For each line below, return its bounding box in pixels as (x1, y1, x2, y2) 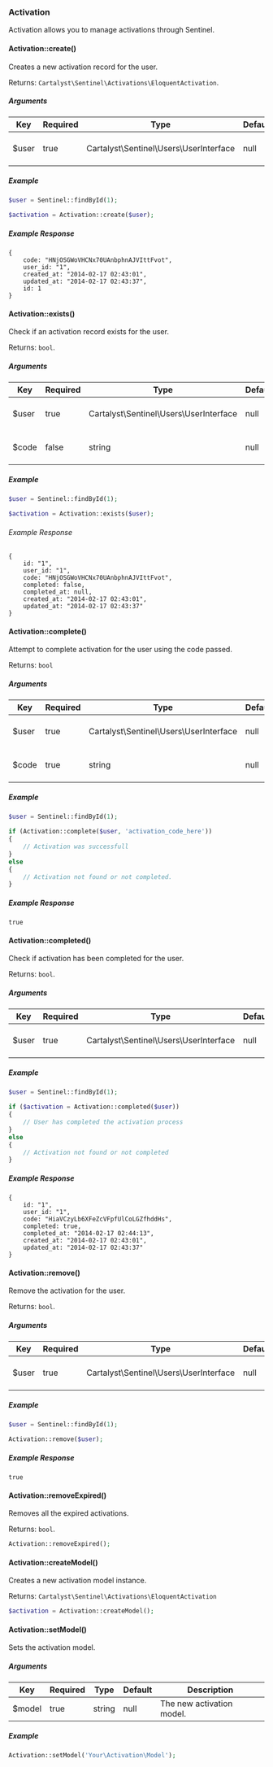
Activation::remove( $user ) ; (8, 1435, 104, 1443)
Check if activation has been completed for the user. (8, 954, 184, 964)
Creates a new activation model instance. (8, 1576, 147, 1586)
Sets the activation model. (8, 1643, 96, 1652)
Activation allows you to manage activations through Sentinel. (8, 25, 215, 35)
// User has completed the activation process (23, 1118, 184, 1126)
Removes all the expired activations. (8, 1508, 129, 1518)
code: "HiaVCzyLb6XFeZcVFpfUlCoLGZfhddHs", (23, 1215, 173, 1224)
